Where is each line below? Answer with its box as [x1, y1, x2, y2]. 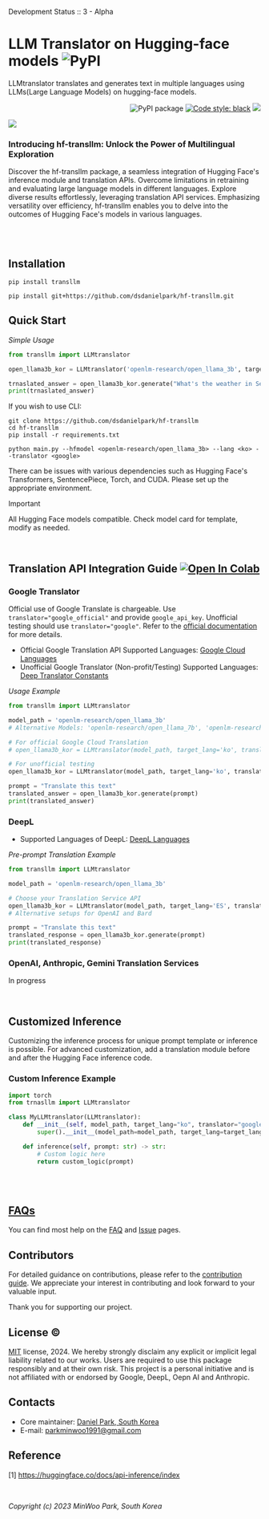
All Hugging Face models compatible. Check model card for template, [8, 514, 238, 524]
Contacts [8, 1395, 56, 1409]
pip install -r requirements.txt [8, 431, 120, 440]
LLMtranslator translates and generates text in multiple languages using [8, 78, 245, 87]
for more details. [8, 630, 62, 640]
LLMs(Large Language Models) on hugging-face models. [8, 87, 197, 96]
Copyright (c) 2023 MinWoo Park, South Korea [8, 1501, 163, 1511]
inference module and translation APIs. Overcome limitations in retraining [8, 176, 250, 185]
